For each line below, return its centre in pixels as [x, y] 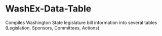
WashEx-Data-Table [48, 9]
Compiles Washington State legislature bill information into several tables [81, 22]
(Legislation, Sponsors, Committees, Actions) [52, 27]
